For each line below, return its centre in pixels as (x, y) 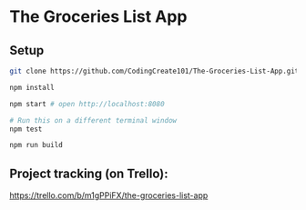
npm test (26, 129)
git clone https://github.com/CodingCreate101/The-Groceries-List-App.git (154, 71)
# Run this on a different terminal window (93, 120)
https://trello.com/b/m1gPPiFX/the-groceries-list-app (109, 195)
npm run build (36, 145)
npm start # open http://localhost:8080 (87, 104)
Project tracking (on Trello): (89, 173)
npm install (32, 87)
